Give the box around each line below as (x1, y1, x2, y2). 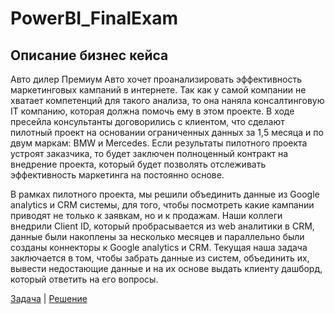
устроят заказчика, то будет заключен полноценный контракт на (10, 148, 289, 159)
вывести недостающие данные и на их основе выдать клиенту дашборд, (10, 263, 323, 274)
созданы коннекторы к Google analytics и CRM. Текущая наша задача (10, 242, 308, 253)
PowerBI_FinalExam (10, 7, 179, 30)
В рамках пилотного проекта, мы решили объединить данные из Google (10, 188, 320, 200)
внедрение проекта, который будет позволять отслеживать (10, 158, 267, 170)
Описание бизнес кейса (10, 47, 169, 64)
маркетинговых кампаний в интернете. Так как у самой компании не (10, 84, 307, 96)
